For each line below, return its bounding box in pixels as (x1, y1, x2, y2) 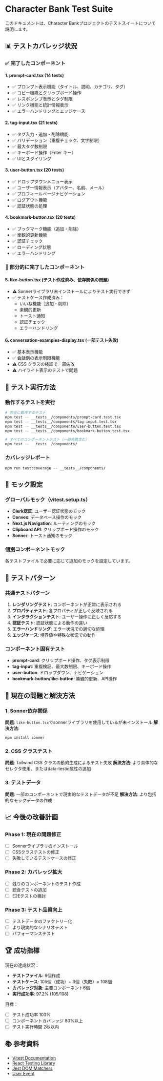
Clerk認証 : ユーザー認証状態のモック (12, 508, 86, 514)
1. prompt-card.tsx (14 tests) (5, 72, 64, 78)
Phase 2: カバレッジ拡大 (5, 869, 62, 875)
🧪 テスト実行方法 (5, 383, 56, 391)
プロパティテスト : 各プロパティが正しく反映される (12, 608, 113, 614)
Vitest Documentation (12, 1055, 56, 1061)
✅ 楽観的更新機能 (12, 232, 47, 238)
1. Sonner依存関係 (5, 707, 48, 714)
